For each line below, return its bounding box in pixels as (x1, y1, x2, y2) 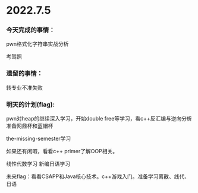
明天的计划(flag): (6, 100, 55, 109)
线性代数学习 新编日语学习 (6, 160, 70, 167)
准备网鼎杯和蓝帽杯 (6, 122, 54, 129)
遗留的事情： (6, 69, 43, 78)
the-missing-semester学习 (6, 135, 71, 143)
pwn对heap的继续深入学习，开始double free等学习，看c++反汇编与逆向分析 (6, 115, 192, 122)
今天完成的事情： (6, 26, 55, 34)
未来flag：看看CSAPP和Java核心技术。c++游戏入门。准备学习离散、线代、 (6, 173, 190, 180)
